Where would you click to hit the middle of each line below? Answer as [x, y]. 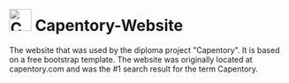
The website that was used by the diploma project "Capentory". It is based [144, 49]
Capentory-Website [109, 26]
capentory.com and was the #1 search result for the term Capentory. [134, 69]
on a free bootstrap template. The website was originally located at [131, 59]
